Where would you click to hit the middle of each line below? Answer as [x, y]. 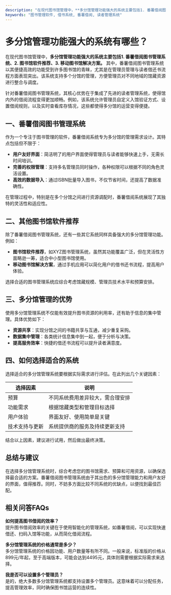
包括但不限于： [25, 143]
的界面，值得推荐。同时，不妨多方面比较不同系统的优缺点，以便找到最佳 [81, 483]
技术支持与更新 [26, 426]
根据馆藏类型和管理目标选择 [82, 407]
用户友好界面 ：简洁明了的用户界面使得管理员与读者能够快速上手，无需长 [88, 155]
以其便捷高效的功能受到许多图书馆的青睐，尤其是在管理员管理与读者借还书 [83, 70]
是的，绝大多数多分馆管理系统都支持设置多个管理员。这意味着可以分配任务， [85, 581]
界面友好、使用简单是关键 [79, 416]
